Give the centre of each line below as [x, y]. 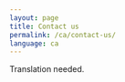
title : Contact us [44, 26]
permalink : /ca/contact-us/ [63, 35]
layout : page [34, 18]
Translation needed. [47, 69]
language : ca [34, 43]
